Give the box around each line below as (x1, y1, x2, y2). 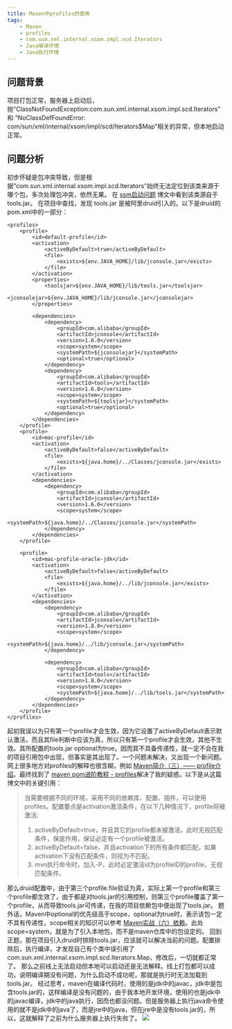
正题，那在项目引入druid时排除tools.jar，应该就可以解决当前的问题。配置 (7, 935, 215, 944)
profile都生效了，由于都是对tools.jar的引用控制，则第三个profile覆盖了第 (12, 892, 218, 901)
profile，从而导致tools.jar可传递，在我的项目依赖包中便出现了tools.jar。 (12, 901, 217, 910)
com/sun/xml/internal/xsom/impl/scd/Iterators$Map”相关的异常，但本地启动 (7, 122, 224, 131)
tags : (7, 17, 23, 24)
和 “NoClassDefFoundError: (7, 113, 86, 122)
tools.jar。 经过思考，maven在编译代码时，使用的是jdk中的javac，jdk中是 (7, 979, 217, 987)
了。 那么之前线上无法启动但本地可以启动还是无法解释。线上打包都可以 (7, 962, 209, 970)
